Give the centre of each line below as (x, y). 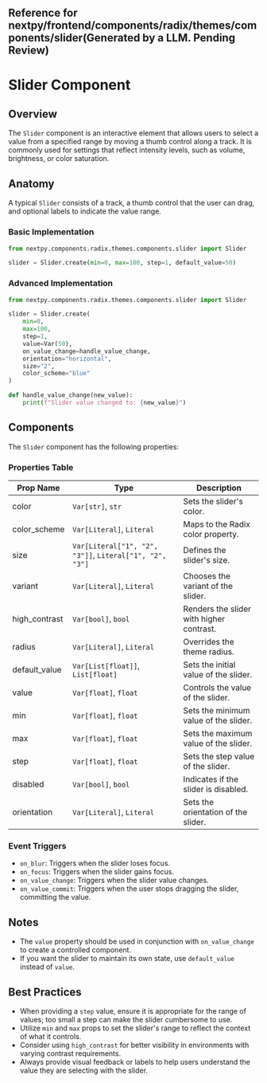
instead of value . (47, 967)
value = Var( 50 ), (48, 343)
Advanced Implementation (61, 284)
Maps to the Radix (217, 524)
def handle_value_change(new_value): (71, 395)
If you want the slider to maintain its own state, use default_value (127, 959)
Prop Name (39, 488)
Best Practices (45, 992)
